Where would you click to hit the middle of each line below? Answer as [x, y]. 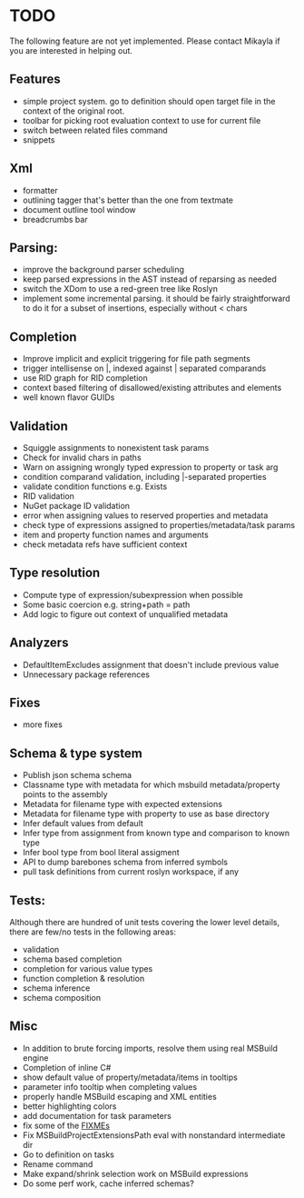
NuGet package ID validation [76, 506]
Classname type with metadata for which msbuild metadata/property [151, 785]
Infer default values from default [83, 824]
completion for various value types [88, 969]
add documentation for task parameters [97, 1115]
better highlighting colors [69, 1106]
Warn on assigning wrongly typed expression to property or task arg [150, 467]
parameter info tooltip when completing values [110, 1086]
